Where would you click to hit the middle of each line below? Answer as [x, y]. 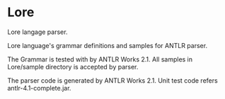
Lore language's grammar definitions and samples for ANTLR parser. [107, 45]
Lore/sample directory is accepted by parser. [73, 66]
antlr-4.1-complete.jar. [39, 88]
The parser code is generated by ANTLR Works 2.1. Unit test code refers [112, 80]
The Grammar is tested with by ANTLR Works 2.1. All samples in [100, 59]
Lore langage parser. [37, 32]
